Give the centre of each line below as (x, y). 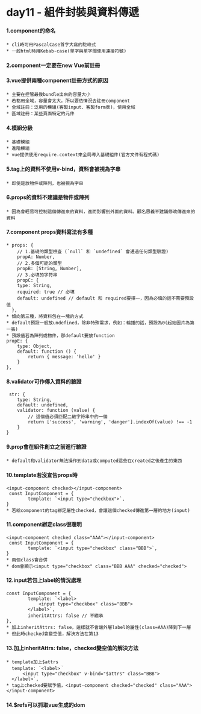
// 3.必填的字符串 (37, 275)
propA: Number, (36, 257)
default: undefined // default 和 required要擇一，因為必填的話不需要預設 (106, 299)
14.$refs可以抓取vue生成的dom (46, 705)
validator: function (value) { (56, 411)
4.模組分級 (20, 128)
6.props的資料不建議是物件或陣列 (48, 197)
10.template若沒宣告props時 (42, 475)
